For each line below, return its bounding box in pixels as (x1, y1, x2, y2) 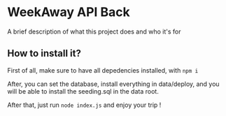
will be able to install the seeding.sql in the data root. (7, 87, 159, 95)
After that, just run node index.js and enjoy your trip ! (7, 101, 162, 109)
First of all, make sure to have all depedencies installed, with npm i (7, 66, 199, 74)
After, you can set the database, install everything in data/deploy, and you (7, 80, 220, 88)
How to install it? (7, 48, 82, 59)
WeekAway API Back (7, 4, 131, 20)
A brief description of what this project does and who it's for (7, 27, 181, 36)
